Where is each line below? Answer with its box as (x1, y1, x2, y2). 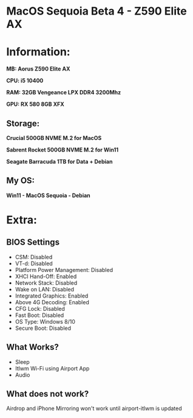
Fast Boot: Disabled (15, 312, 64, 319)
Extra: (6, 213, 38, 226)
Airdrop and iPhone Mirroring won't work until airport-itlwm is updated (6, 405, 182, 412)
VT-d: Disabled (15, 260, 53, 267)
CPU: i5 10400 (6, 77, 44, 85)
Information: (6, 45, 71, 59)
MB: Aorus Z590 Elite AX (6, 65, 70, 72)
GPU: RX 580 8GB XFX (6, 100, 65, 108)
